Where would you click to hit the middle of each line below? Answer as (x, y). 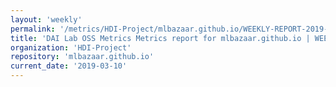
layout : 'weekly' (46, 19)
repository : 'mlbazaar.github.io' (82, 57)
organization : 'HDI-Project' (71, 47)
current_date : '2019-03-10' (69, 66)
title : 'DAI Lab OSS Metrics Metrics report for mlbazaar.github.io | (160, 38)
